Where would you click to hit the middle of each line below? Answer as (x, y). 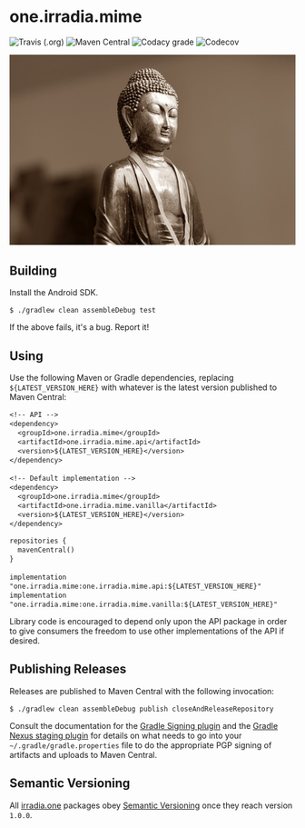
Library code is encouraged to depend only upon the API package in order (148, 622)
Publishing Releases (68, 669)
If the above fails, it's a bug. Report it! (79, 327)
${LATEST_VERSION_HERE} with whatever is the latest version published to (143, 387)
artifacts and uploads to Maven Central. (83, 754)
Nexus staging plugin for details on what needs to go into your (126, 735)
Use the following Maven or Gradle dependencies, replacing (122, 378)
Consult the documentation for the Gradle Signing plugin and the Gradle (144, 725)
